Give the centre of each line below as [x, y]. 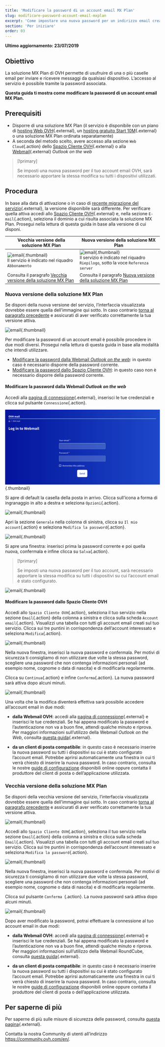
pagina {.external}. [23, 1024]
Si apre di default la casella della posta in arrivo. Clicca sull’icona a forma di [82, 498]
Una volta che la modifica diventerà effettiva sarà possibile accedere [74, 702]
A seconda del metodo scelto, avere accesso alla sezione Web [74, 141]
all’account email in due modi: [35, 707]
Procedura [22, 191]
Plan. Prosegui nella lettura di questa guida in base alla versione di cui [76, 224]
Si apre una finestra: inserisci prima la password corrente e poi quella [75, 546]
